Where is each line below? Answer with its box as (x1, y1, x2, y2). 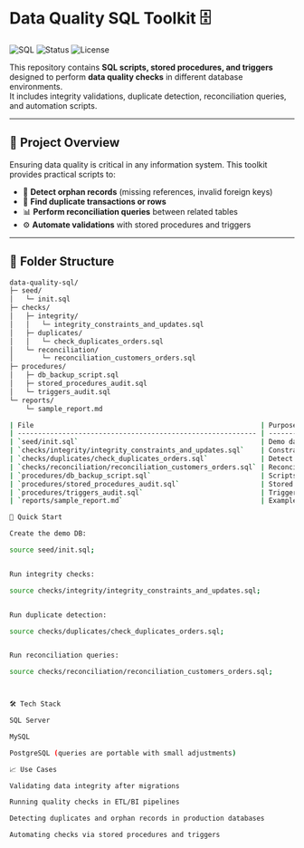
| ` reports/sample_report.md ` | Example (9, 496, 298, 506)
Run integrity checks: (9, 569, 95, 579)
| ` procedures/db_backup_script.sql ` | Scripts (9, 471, 298, 480)
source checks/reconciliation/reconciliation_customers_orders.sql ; (9, 668, 273, 677)
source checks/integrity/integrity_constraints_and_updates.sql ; (9, 586, 261, 595)
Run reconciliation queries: (9, 650, 119, 660)
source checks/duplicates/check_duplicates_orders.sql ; (9, 627, 224, 636)
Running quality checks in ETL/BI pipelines (9, 797, 180, 807)
